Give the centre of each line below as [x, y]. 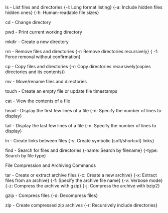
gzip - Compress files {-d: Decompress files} [52, 195]
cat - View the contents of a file [38, 101]
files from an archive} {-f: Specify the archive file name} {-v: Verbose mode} [84, 180]
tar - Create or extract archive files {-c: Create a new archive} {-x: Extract [81, 175]
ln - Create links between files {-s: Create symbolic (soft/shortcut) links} [80, 141]
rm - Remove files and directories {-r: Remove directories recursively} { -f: [82, 51]
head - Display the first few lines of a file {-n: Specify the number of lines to [83, 111]
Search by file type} [26, 156]
